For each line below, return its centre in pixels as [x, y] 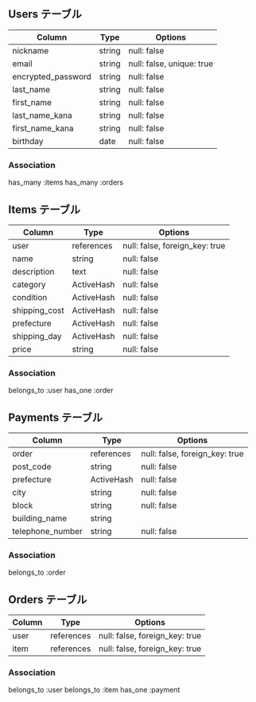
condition [30, 297]
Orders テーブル [48, 599]
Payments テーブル [56, 417]
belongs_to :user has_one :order [61, 390]
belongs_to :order [37, 572]
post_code [32, 466]
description [33, 271]
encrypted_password [52, 76]
